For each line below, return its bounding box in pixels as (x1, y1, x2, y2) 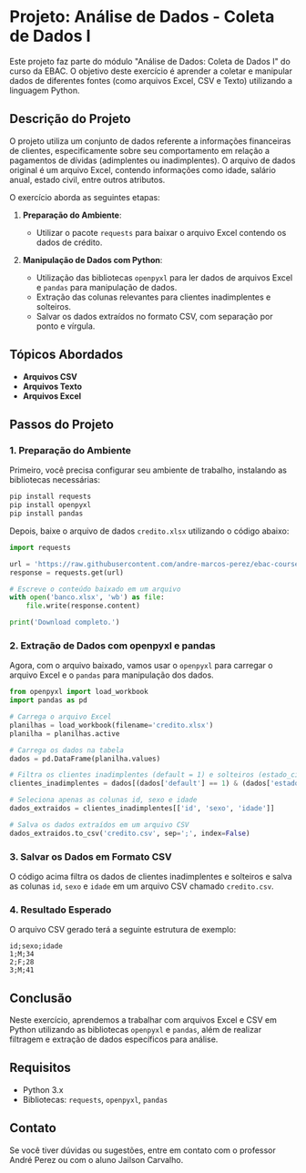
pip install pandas (9, 509, 84, 518)
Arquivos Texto (22, 381, 83, 392)
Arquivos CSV (22, 371, 77, 382)
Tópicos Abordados (9, 347, 124, 362)
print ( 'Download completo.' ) (9, 617, 120, 627)
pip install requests (9, 492, 92, 502)
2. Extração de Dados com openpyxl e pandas (9, 639, 216, 652)
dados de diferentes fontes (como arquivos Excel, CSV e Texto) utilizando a (9, 75, 293, 86)
